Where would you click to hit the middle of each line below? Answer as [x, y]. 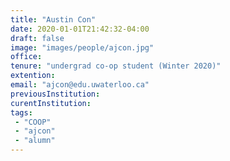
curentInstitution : [51, 103]
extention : [33, 76]
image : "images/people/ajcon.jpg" [82, 47]
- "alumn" [35, 141]
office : [26, 57]
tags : [21, 112]
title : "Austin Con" [53, 19]
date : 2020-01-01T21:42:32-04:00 [80, 29]
